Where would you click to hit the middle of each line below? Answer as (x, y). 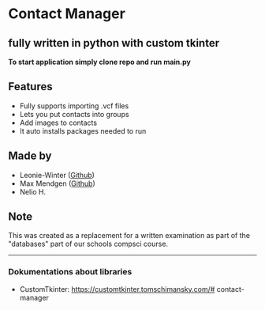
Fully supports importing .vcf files (74, 106)
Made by (30, 156)
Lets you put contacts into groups (74, 114)
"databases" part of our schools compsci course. (88, 244)
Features (30, 87)
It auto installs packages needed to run (83, 130)
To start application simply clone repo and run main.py (99, 62)
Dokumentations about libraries (70, 272)
